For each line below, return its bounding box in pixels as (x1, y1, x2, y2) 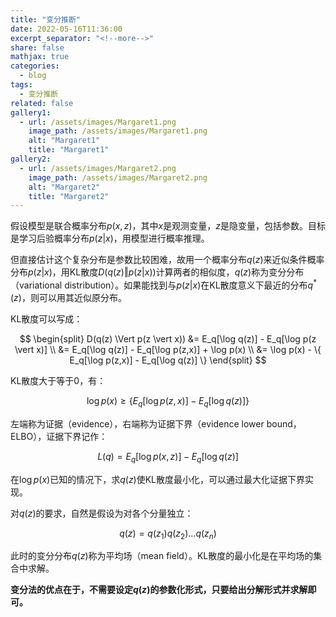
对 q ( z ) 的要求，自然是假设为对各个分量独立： (10, 507, 194, 519)
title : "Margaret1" (28, 145, 110, 155)
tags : (10, 80, 33, 90)
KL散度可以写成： (10, 312, 83, 325)
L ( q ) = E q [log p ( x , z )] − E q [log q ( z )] (97, 450, 239, 465)
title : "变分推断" (10, 14, 82, 25)
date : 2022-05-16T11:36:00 (10, 24, 123, 34)
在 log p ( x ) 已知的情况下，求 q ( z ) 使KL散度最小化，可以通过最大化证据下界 (10, 473, 306, 485)
